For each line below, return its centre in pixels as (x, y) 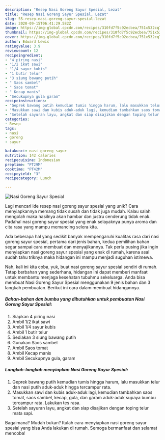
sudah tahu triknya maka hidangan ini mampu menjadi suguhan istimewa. (79, 257)
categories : (17, 119)
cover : (12, 37)
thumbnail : (16, 32)
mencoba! (15, 433)
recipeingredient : (24, 55)
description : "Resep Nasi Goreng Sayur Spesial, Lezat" (63, 10)
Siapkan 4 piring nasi (33, 317)
